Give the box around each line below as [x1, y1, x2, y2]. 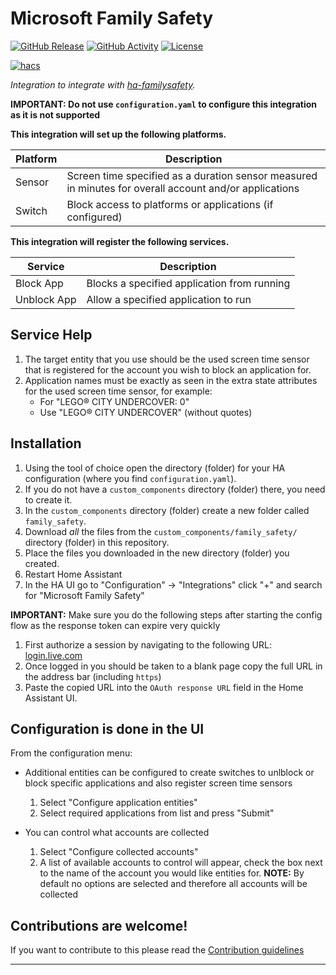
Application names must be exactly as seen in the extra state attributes [24, 374, 318, 386]
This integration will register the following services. [10, 235, 230, 247]
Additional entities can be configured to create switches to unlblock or [24, 767, 315, 779]
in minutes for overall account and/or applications [66, 181, 300, 195]
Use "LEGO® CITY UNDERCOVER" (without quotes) [39, 406, 253, 418]
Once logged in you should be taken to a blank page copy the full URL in [24, 660, 323, 672]
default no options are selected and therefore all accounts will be [39, 878, 308, 890]
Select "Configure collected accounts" [39, 846, 199, 858]
